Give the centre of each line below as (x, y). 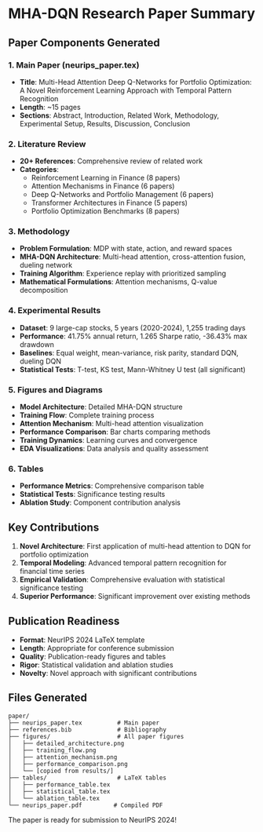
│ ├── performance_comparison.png (68, 764)
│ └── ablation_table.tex (54, 798)
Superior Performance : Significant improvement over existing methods (135, 597)
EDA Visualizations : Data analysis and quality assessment (114, 449)
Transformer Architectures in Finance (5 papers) (110, 203)
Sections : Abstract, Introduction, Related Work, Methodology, (119, 115)
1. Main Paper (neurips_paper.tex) (74, 65)
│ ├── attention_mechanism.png (63, 757)
